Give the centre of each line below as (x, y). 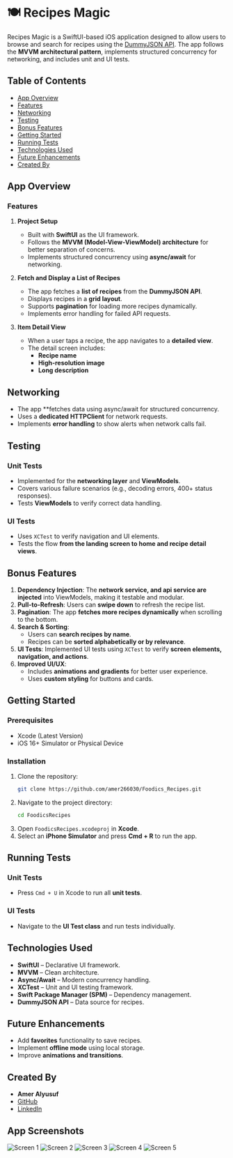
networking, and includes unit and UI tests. (69, 59)
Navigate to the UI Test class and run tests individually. (96, 926)
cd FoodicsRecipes (44, 815)
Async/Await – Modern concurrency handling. (84, 980)
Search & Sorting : (43, 627)
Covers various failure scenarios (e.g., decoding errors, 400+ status (115, 488)
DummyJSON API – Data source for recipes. (81, 1002)
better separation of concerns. (72, 250)
